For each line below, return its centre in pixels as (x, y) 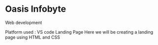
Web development (24, 22)
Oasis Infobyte (36, 9)
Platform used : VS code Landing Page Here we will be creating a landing (79, 32)
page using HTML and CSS (32, 37)
